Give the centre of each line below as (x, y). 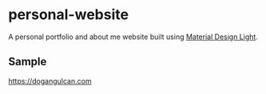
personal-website (69, 15)
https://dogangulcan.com (50, 80)
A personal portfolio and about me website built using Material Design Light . (133, 37)
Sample (28, 62)
